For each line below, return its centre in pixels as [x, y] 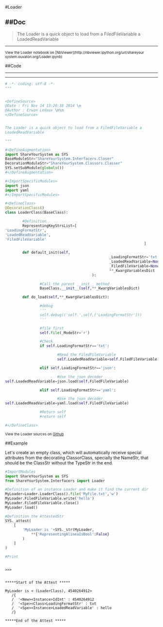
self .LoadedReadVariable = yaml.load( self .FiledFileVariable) [67, 403]
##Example [16, 443]
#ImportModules [20, 472]
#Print [12, 557]
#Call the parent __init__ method [74, 284]
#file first [52, 328]
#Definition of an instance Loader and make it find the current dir [77, 490]
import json [17, 186]
